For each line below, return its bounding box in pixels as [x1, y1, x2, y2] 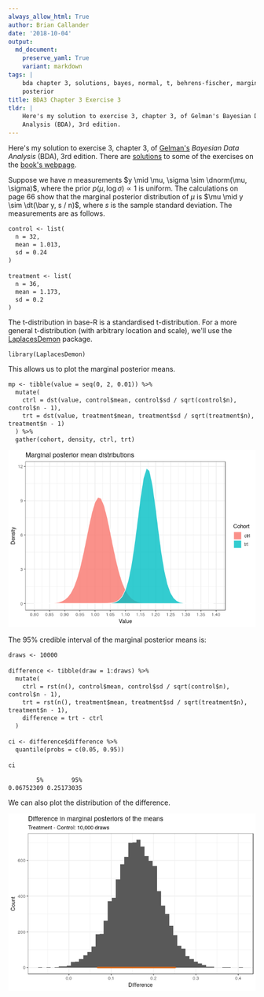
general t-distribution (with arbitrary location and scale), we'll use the [8, 326, 233, 335]
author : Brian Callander [8, 20, 90, 29]
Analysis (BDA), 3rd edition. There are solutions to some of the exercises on [8, 152, 254, 161]
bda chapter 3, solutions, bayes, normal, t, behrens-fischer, [22, 79, 234, 87]
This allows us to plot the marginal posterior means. [8, 365, 175, 373]
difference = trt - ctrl [22, 714, 104, 722]
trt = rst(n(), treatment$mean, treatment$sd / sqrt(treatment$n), [22, 699, 247, 706]
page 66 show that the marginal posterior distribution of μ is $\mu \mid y [8, 192, 244, 201]
